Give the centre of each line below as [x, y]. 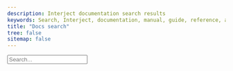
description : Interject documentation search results [87, 13]
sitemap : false [29, 39]
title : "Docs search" [38, 26]
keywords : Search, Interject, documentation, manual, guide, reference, [114, 20]
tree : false [24, 33]
